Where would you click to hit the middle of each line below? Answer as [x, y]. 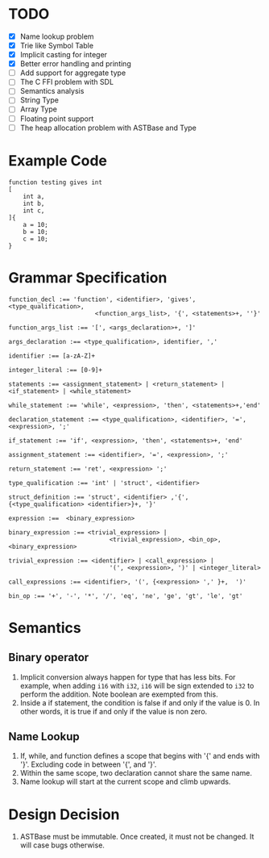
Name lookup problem [57, 36]
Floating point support [57, 119]
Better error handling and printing [75, 64]
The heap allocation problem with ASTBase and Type [108, 128]
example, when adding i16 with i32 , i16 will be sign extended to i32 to [137, 685]
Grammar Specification [88, 277]
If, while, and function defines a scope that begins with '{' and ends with [140, 756]
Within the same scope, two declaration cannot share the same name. [136, 773]
